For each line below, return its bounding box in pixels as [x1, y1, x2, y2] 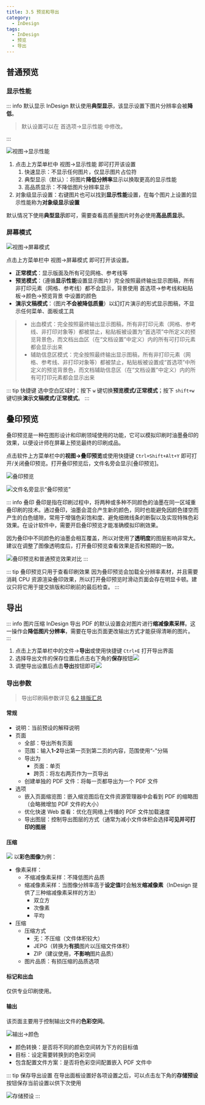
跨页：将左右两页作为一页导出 [33, 770, 109, 777]
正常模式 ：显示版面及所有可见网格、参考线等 [15, 269, 128, 277]
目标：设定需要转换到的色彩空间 [15, 1051, 96, 1058]
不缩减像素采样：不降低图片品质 [24, 874, 105, 881]
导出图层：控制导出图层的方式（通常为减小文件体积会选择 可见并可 [24, 816, 190, 823]
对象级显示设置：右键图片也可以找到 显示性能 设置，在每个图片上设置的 [15, 190, 192, 198]
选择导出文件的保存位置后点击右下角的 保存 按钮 [15, 654, 133, 662]
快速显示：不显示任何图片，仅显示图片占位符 [24, 168, 137, 175]
